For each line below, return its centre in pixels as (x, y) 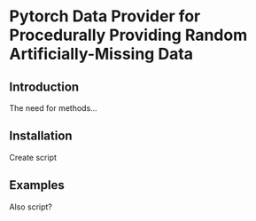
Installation (41, 136)
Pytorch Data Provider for (105, 16)
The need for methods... (53, 108)
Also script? (31, 207)
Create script (33, 157)
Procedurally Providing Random (128, 35)
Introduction (44, 87)
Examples (37, 185)
